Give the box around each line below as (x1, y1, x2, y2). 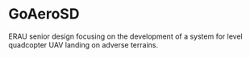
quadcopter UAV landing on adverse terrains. (8, 39, 159, 49)
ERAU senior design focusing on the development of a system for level (8, 31, 244, 41)
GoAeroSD (8, 5, 80, 23)
